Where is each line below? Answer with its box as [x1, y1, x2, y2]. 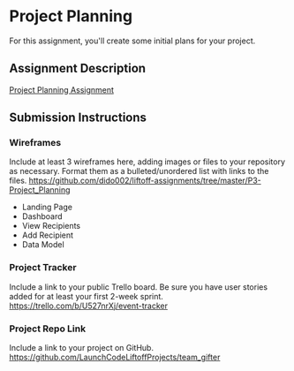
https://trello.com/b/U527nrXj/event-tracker [9, 300, 169, 311]
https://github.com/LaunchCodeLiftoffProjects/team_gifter [9, 352, 221, 363]
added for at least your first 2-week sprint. [9, 291, 163, 301]
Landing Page [21, 201, 73, 213]
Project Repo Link [9, 322, 87, 335]
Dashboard [21, 211, 64, 222]
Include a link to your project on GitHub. [9, 343, 155, 353]
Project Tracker [9, 261, 77, 274]
